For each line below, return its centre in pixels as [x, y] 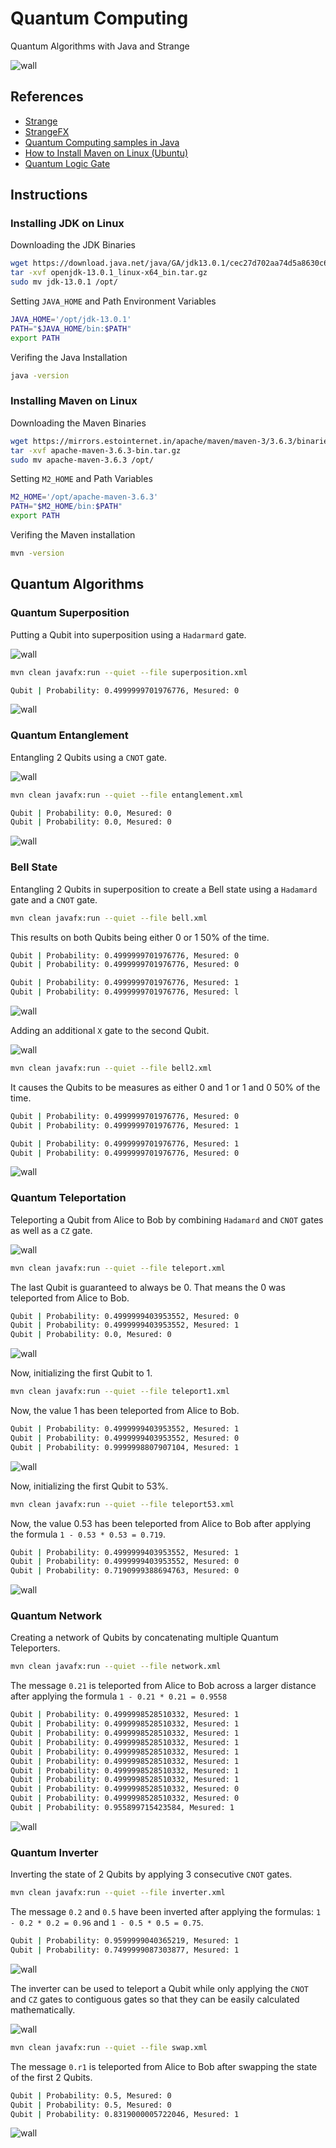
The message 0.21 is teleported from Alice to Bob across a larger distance [163, 1686]
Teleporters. [35, 1648]
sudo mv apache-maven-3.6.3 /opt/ [82, 460]
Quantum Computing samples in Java [102, 142]
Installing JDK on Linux [67, 224]
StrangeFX [47, 131]
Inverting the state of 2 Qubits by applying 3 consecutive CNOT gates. [151, 1874]
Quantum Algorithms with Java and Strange [100, 46]
